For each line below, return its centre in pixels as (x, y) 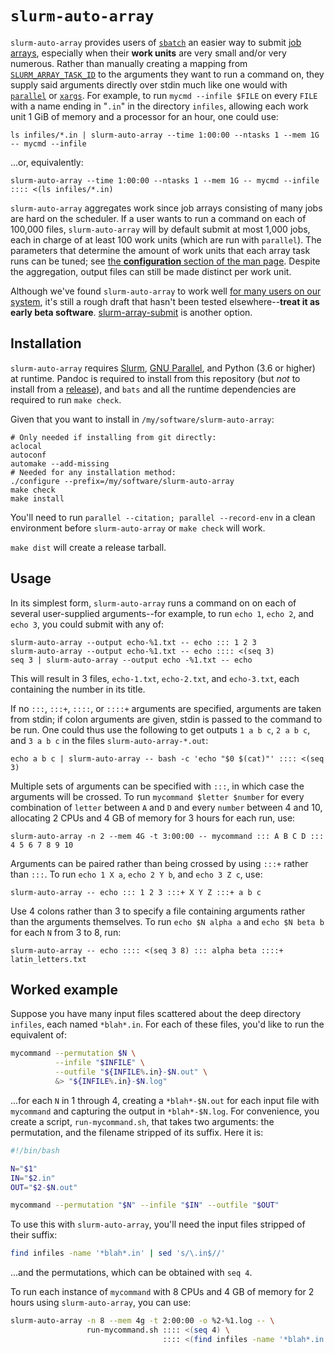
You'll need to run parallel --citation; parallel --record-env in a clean (163, 517)
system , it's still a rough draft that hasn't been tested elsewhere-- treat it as (165, 301)
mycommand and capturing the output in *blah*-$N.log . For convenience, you (165, 1111)
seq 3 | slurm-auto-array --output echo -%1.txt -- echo (131, 660)
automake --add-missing (60, 463)
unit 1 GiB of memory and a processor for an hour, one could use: (144, 116)
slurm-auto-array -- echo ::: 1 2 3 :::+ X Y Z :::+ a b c (136, 892)
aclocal (26, 446)
